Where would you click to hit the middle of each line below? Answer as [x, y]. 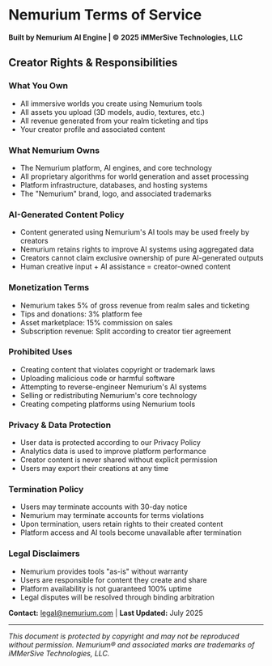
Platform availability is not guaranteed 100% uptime [106, 588]
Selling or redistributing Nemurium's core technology [108, 395]
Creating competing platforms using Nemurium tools [108, 404]
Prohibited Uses [40, 352]
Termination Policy [46, 490]
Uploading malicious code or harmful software [98, 378]
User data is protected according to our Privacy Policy [110, 443]
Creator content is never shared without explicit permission [119, 460]
